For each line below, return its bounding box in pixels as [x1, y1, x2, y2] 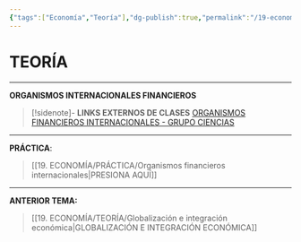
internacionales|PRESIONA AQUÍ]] [30, 169, 158, 180]
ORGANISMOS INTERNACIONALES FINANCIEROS [9, 90, 197, 100]
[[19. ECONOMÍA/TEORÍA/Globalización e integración [30, 212, 228, 223]
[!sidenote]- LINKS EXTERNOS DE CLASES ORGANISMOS [30, 107, 246, 117]
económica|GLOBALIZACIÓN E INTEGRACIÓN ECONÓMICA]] [30, 221, 258, 233]
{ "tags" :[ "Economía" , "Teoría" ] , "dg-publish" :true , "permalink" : [9, 13, 251, 22]
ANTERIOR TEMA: [9, 194, 78, 206]
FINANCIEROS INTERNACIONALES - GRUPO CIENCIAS [30, 117, 235, 127]
